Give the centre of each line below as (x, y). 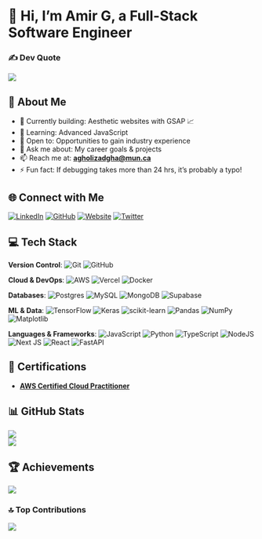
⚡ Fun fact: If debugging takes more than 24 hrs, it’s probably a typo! (131, 170)
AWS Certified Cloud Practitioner (75, 386)
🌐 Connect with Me (56, 197)
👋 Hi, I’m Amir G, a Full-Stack (103, 16)
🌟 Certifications (47, 367)
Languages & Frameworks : (53, 333)
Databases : (27, 295)
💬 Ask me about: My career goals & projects (91, 149)
